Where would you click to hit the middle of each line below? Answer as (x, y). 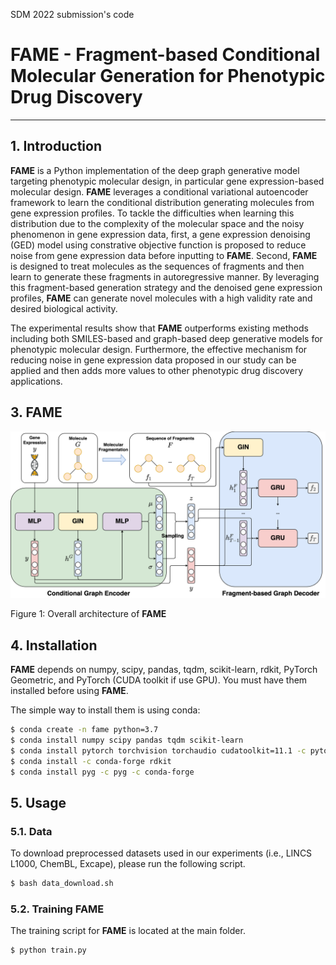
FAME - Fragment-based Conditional (165, 55)
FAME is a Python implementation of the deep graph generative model (155, 170)
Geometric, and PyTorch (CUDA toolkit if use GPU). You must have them (159, 680)
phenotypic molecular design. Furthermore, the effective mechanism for (159, 349)
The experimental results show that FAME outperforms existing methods (159, 328)
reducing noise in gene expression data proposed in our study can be (153, 360)
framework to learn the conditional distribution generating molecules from (162, 202)
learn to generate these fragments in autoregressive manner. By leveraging (165, 276)
